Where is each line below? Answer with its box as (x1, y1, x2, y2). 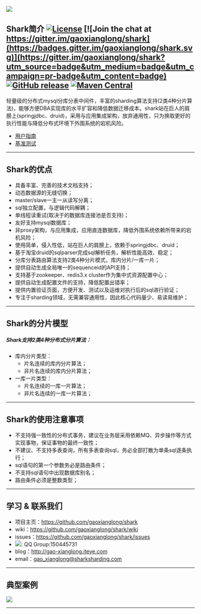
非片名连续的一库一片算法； (23, 389, 93, 397)
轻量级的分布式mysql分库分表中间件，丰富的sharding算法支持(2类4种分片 (6, 97, 187, 104)
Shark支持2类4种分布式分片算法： (6, 336, 92, 343)
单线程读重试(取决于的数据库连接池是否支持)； (14, 211, 130, 218)
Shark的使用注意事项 (6, 414, 84, 424)
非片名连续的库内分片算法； (23, 367, 93, 374)
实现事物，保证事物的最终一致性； (14, 439, 99, 446)
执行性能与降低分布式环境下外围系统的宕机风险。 (6, 120, 127, 127)
